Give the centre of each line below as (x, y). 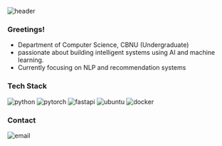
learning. (31, 60)
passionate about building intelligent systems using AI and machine (116, 53)
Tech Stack (27, 86)
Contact (22, 120)
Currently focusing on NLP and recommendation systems (102, 68)
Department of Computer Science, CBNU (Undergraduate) (103, 45)
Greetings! (26, 29)
